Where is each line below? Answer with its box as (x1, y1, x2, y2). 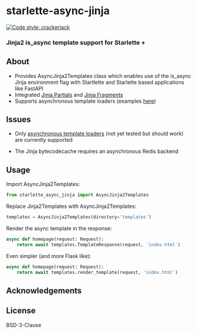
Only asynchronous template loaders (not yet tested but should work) (14, 130, 184, 137)
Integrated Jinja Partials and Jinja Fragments (14, 91, 123, 98)
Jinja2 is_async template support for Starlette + (6, 38, 146, 47)
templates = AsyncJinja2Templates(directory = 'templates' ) (6, 214, 152, 220)
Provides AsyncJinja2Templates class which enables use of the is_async (14, 72, 192, 79)
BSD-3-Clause (6, 321, 41, 328)
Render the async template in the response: (6, 225, 112, 232)
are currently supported (14, 136, 73, 143)
